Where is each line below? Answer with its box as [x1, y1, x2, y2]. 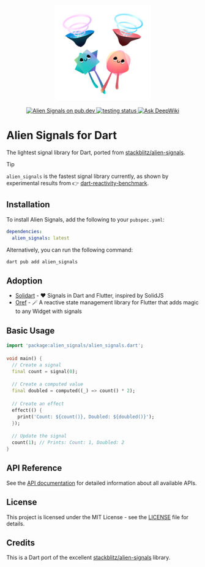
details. [6, 520, 25, 527]
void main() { [6, 355, 43, 361]
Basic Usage [6, 325, 55, 336]
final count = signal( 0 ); [12, 368, 78, 374]
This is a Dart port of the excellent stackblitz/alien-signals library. [6, 554, 171, 561]
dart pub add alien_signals [6, 258, 78, 265]
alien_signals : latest [12, 235, 70, 241]
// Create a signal [12, 361, 62, 368]
